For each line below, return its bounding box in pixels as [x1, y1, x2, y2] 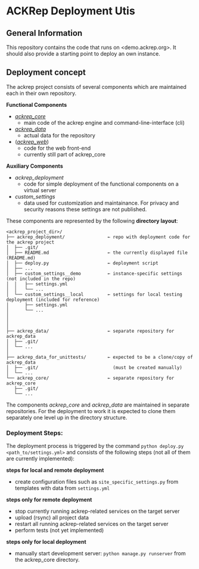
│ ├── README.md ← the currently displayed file [6, 250, 188, 256]
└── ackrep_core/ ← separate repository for [6, 375, 175, 381]
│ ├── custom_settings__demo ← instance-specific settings [6, 270, 183, 276]
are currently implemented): [6, 455, 74, 462]
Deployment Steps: [6, 429, 63, 437]
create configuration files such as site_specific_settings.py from [14, 478, 179, 485]
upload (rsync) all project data [14, 514, 89, 521]
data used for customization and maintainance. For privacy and [23, 199, 179, 207]
